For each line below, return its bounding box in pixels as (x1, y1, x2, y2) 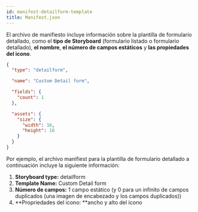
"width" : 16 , (22, 122, 55, 128)
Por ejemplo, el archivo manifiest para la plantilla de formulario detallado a (6, 155, 190, 162)
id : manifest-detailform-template (6, 8, 93, 15)
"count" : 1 (17, 94, 44, 100)
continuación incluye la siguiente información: (6, 162, 120, 169)
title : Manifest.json (6, 14, 61, 20)
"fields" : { (11, 89, 42, 95)
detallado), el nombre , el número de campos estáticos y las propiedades (6, 43, 190, 51)
